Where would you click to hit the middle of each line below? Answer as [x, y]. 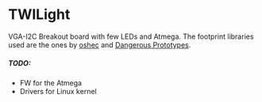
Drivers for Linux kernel [58, 91]
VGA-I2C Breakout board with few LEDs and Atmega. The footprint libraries [131, 36]
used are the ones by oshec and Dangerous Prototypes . [100, 44]
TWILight [39, 15]
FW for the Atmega [50, 83]
